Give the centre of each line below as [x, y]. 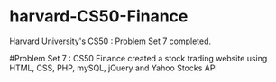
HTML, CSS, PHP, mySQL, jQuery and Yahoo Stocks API [114, 68]
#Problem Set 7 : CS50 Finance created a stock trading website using [138, 58]
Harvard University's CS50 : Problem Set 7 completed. [110, 41]
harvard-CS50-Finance [99, 16]
